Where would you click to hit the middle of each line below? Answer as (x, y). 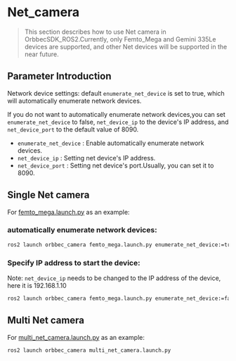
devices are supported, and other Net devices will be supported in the (126, 46)
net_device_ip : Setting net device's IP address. (86, 158)
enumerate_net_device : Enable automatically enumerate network (111, 143)
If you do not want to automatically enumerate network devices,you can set (117, 114)
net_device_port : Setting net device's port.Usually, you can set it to (116, 165)
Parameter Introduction (59, 76)
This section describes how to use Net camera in (95, 32)
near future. (41, 54)
